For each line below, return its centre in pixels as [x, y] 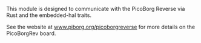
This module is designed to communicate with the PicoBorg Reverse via [96, 9]
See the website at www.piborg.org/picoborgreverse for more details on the [101, 27]
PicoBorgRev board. [31, 33]
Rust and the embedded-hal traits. [49, 15]
